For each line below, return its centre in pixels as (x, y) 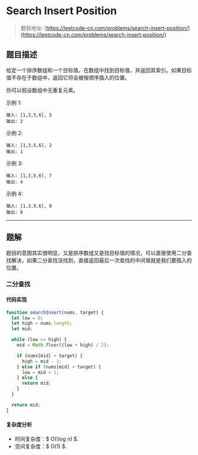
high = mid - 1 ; (42, 361)
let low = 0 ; (27, 318)
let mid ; (22, 329)
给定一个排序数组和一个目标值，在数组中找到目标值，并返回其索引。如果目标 (99, 70)
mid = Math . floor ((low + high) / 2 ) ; (63, 345)
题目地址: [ (33, 28)
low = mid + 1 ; (40, 372)
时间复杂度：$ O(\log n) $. (47, 438)
